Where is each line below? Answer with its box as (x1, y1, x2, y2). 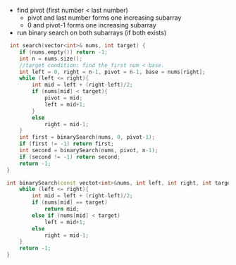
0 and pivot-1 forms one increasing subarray (27, 21, 156, 29)
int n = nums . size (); (19, 55, 82, 62)
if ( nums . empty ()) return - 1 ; (19, 49, 108, 56)
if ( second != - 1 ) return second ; (19, 153, 120, 161)
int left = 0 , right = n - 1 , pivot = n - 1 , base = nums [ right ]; (19, 68, 206, 75)
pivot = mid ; (44, 94, 82, 101)
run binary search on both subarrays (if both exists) (16, 28, 167, 37)
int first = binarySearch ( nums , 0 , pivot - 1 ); (19, 134, 156, 141)
